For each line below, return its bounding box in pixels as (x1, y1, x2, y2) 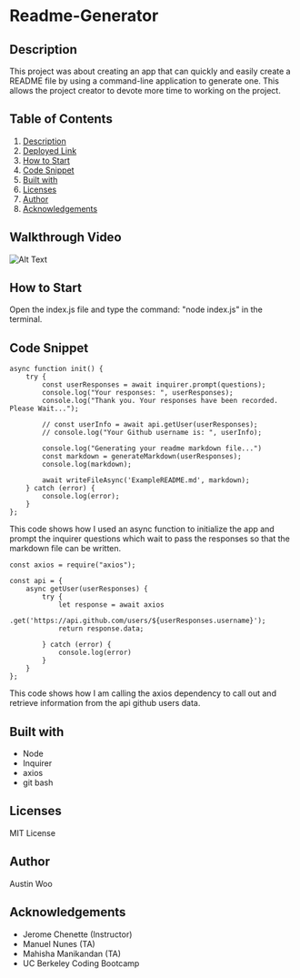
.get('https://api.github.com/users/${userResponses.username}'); (9, 616, 266, 626)
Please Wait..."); (9, 404, 79, 414)
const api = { (9, 577, 64, 586)
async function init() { (9, 365, 104, 374)
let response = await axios (57, 600, 165, 610)
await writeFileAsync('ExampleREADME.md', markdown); (42, 476, 250, 485)
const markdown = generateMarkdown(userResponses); (42, 452, 243, 461)
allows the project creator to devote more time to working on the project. (9, 86, 282, 96)
